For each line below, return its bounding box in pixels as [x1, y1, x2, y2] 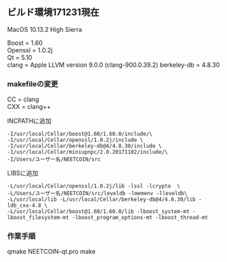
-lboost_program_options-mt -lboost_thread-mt [72, 214, 208, 221]
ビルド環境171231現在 [7, 6, 100, 19]
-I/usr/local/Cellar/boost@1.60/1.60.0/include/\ [7, 130, 153, 138]
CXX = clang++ [7, 103, 52, 111]
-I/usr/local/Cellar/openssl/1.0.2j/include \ [7, 137, 144, 143]
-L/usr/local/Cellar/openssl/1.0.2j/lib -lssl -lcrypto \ [7, 183, 181, 190]
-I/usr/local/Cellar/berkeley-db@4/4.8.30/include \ [7, 143, 162, 150]
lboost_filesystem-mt [7, 214, 70, 221]
